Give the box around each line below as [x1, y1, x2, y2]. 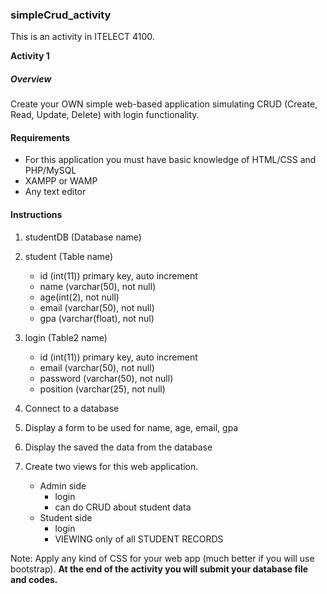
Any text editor [24, 186, 87, 198]
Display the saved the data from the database [24, 441, 213, 453]
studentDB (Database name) [24, 231, 142, 243]
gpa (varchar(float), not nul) [39, 312, 155, 324]
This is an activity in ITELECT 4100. [10, 31, 155, 43]
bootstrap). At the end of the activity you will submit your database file [10, 563, 309, 575]
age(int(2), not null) [39, 291, 120, 303]
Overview [10, 73, 52, 85]
